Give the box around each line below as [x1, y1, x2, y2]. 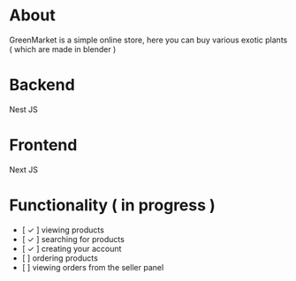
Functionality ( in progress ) [9, 195, 216, 215]
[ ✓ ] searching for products [21, 233, 125, 244]
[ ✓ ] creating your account [21, 243, 122, 254]
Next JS [9, 164, 38, 175]
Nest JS [9, 103, 38, 115]
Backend [9, 75, 75, 95]
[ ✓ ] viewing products [21, 224, 104, 235]
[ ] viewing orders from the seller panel [21, 262, 164, 272]
